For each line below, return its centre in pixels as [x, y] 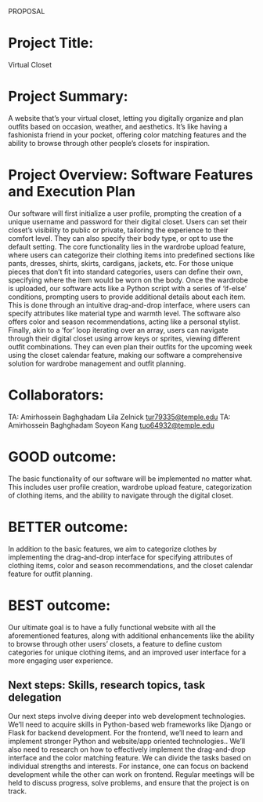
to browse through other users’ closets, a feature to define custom [115, 643]
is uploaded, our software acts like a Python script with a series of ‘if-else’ [128, 288]
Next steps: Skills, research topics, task [107, 685]
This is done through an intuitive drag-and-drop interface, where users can [129, 304]
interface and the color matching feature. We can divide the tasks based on [130, 758]
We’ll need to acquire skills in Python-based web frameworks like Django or [130, 724]
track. [18, 791]
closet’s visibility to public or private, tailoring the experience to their [118, 230]
